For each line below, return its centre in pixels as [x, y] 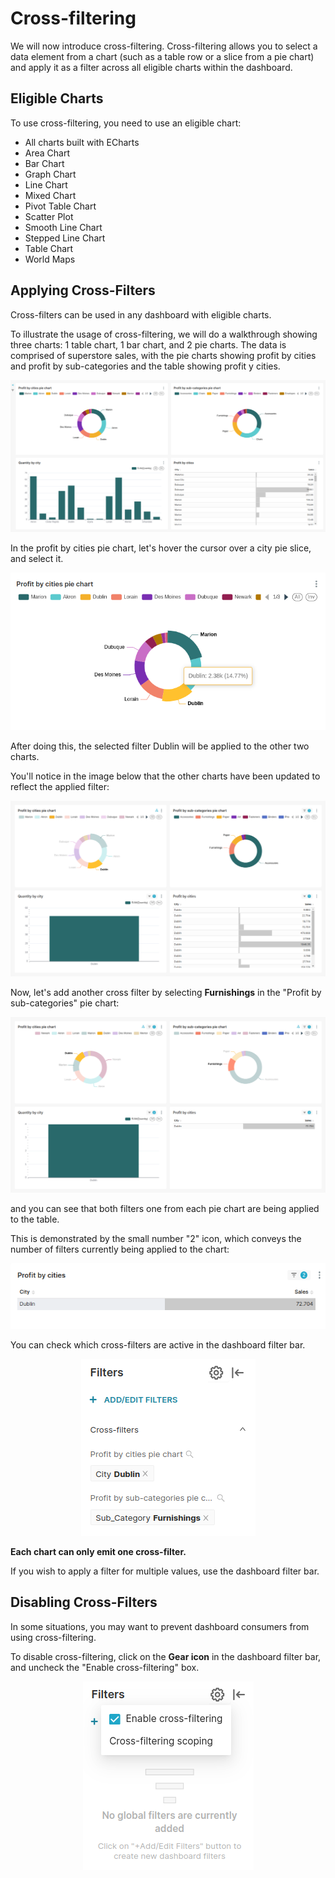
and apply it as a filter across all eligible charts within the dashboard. [151, 67]
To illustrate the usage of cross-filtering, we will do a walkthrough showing [164, 334]
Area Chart [47, 153]
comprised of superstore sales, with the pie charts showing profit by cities [163, 355]
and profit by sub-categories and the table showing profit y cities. [145, 366]
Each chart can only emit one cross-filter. [98, 1551]
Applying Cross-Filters [83, 290]
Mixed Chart [50, 195]
